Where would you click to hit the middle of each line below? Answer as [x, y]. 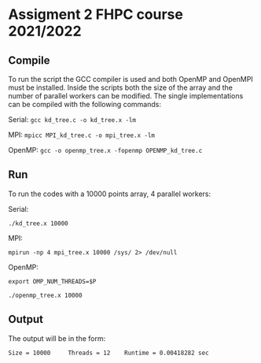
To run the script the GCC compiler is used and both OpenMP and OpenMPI [130, 79]
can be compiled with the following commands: [85, 104]
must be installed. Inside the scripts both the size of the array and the [121, 87]
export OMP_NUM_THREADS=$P [52, 281]
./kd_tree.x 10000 [38, 223]
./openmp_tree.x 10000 [45, 295]
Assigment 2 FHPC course [96, 15]
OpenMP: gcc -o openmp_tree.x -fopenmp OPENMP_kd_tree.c [105, 150]
